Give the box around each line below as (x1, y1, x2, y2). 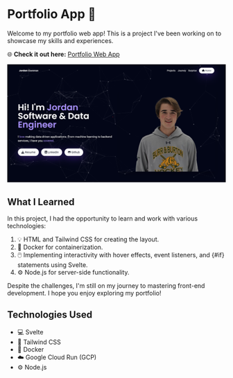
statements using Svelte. (17, 260, 88, 269)
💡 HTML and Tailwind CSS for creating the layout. (17, 235, 159, 243)
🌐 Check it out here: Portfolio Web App (7, 50, 120, 58)
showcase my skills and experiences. (7, 36, 114, 44)
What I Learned (7, 196, 75, 207)
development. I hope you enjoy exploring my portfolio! (7, 289, 162, 297)
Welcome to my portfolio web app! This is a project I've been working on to (7, 29, 222, 37)
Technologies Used (7, 309, 92, 321)
